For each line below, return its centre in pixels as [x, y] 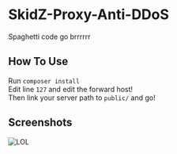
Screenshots [40, 123]
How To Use [38, 62]
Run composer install [44, 80]
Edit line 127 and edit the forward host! [70, 89]
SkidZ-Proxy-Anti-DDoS [89, 15]
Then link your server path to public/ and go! [82, 98]
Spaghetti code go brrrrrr [49, 37]
